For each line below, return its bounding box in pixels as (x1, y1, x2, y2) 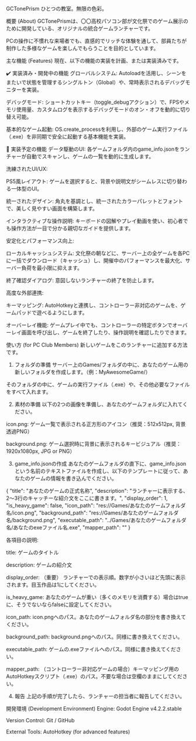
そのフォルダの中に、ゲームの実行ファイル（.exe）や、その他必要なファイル (6, 381, 190, 388)
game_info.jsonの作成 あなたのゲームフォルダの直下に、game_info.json (14, 460, 187, 467)
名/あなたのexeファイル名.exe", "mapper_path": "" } (6, 524, 130, 531)
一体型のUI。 (11, 185, 43, 192)
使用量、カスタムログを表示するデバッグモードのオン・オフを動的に (16, 106, 180, 113)
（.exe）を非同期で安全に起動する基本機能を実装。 (6, 133, 129, 140)
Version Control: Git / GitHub (6, 717, 75, 723)
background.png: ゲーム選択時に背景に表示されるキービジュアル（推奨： (6, 441, 181, 447)
